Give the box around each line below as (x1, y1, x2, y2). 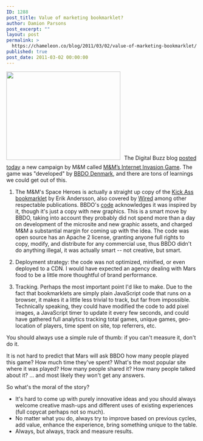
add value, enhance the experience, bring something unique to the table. (15, 421, 198, 428)
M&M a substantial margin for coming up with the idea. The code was (15, 227, 190, 234)
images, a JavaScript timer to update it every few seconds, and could (15, 309, 189, 316)
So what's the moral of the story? (6, 383, 90, 390)
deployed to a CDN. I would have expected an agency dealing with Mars (15, 265, 196, 272)
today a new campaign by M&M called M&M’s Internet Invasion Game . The (6, 163, 193, 171)
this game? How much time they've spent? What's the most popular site (6, 358, 187, 366)
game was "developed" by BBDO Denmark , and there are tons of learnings (6, 170, 193, 177)
